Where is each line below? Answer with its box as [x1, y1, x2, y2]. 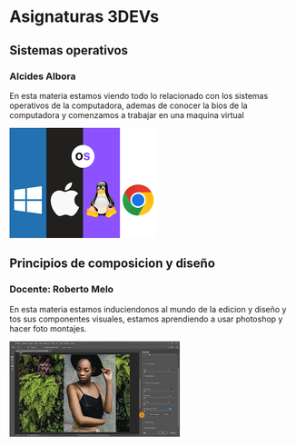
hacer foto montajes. [9, 322, 87, 333]
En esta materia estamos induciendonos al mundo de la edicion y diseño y [9, 303, 287, 314]
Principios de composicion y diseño [9, 256, 216, 272]
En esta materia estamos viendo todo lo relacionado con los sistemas [9, 90, 269, 101]
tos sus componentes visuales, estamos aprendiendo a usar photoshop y [9, 313, 283, 324]
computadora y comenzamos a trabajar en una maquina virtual [9, 109, 245, 120]
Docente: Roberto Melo [9, 283, 114, 296]
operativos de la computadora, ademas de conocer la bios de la [9, 100, 248, 111]
